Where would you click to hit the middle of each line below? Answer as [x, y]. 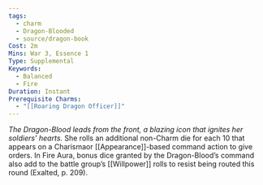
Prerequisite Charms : [45, 99]
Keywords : [25, 69]
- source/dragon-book [52, 39]
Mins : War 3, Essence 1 [49, 54]
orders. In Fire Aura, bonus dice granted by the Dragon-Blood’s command [131, 156]
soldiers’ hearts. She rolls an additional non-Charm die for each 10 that [127, 138]
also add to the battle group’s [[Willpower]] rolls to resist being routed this [131, 164]
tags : [17, 16]
